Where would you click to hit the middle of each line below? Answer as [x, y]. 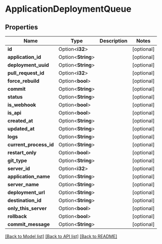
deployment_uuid [28, 65]
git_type [17, 160]
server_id [19, 169]
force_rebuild [23, 81]
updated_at [21, 129]
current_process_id [31, 145]
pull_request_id [26, 73]
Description [114, 41]
